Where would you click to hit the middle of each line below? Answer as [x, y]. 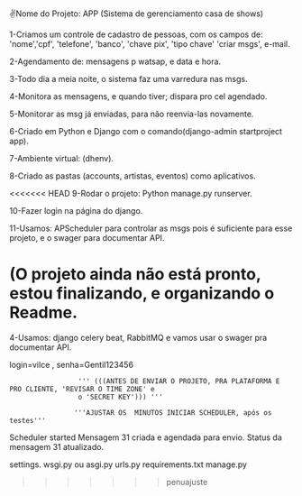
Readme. [44, 312]
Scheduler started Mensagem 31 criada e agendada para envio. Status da [146, 437]
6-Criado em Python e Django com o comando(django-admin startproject [146, 131]
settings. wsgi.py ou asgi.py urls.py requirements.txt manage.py [128, 464]
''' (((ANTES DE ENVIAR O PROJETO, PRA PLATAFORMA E [179, 381]
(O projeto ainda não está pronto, [135, 275]
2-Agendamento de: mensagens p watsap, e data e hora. [115, 61]
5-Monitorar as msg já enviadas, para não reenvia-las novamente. [132, 114]
